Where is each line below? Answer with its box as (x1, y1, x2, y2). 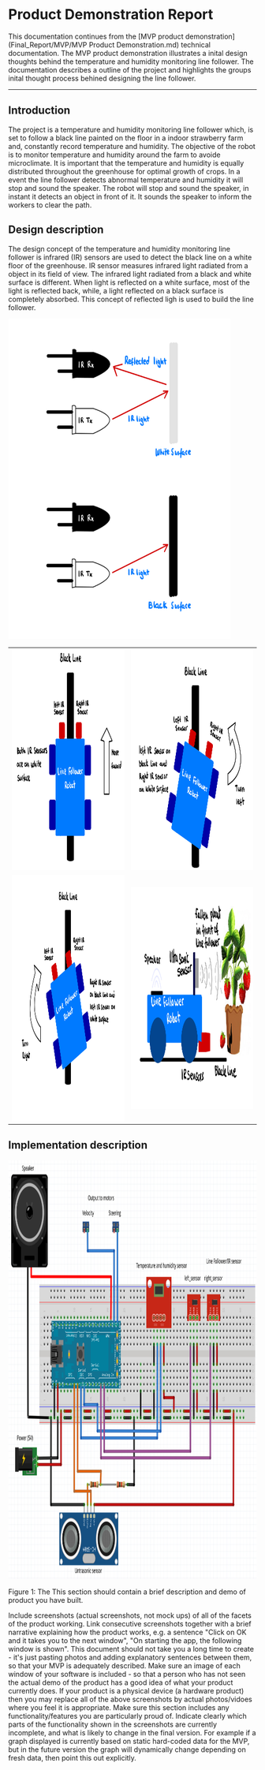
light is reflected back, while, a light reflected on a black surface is (8, 286, 224, 295)
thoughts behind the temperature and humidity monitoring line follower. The (8, 57, 254, 66)
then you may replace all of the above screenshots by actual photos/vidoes (8, 1694, 252, 1704)
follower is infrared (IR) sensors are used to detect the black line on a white (8, 252, 252, 262)
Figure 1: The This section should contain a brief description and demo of (8, 1587, 246, 1596)
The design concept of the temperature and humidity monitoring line (8, 244, 231, 253)
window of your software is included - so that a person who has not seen (8, 1669, 246, 1679)
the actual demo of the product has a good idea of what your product (8, 1678, 233, 1687)
